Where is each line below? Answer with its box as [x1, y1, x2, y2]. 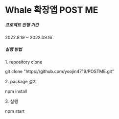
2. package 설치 [5, 79, 37, 85]
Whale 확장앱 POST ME [5, 4, 98, 16]
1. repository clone [5, 59, 43, 65]
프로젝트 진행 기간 [5, 22, 39, 27]
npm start [5, 108, 25, 114]
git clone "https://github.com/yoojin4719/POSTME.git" [5, 69, 114, 74]
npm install [5, 89, 27, 95]
